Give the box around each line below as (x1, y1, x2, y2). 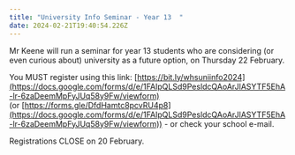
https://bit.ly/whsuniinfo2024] (136, 71, 246, 82)
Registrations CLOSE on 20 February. (9, 136, 145, 146)
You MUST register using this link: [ (9, 71, 138, 82)
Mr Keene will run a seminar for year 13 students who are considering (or (9, 45, 275, 55)
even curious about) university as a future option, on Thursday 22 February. (9, 55, 285, 65)
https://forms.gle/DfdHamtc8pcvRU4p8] (24, 100, 171, 110)
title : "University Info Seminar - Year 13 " (9, 12, 184, 22)
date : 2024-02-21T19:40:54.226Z (9, 21, 128, 30)
